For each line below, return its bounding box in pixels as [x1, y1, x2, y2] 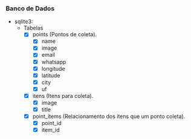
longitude [41, 65, 65, 72]
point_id [41, 120, 62, 127]
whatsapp [41, 58, 66, 65]
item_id [41, 126, 60, 134]
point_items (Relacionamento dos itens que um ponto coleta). [32, 113, 186, 120]
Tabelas [23, 24, 44, 31]
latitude [41, 71, 60, 79]
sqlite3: [14, 18, 33, 25]
